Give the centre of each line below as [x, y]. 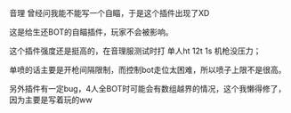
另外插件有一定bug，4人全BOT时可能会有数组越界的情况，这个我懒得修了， [148, 89]
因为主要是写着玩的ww [51, 100]
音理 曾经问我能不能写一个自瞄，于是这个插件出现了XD [109, 13]
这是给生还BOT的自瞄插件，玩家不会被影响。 [91, 32]
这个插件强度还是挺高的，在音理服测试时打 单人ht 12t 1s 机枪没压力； [135, 51]
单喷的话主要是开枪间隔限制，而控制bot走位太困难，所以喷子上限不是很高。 [148, 70]
